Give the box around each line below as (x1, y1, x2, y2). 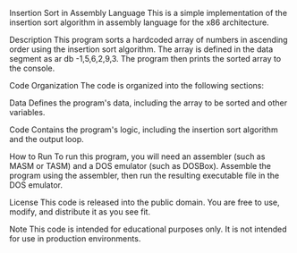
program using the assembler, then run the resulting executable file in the (9, 170, 280, 181)
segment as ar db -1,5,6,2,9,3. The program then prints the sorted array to (9, 54, 282, 63)
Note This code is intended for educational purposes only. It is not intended (9, 223, 288, 234)
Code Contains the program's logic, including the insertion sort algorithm (9, 124, 279, 135)
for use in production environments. (9, 233, 141, 244)
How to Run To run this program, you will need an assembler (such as (9, 151, 266, 162)
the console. (9, 63, 55, 73)
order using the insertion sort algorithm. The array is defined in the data (9, 44, 274, 55)
